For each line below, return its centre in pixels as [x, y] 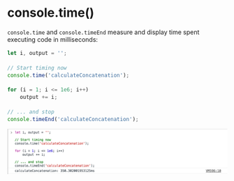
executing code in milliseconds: [53, 39]
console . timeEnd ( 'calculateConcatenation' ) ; [73, 119]
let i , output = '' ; [37, 53]
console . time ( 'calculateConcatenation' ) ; [68, 75]
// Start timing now [37, 68]
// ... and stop [31, 112]
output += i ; [39, 97]
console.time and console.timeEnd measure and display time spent [103, 32]
